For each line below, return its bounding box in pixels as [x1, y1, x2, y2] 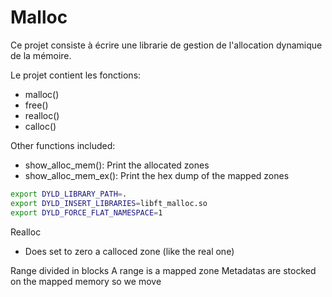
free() [24, 99, 49, 111]
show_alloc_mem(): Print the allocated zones [24, 159, 210, 171]
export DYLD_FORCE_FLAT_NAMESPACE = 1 [10, 207, 163, 218]
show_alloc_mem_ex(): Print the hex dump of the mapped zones [24, 169, 290, 181]
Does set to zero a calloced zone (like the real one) [24, 245, 235, 257]
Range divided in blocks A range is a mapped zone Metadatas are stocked [10, 264, 317, 276]
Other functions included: [10, 139, 116, 151]
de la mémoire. [10, 49, 72, 61]
